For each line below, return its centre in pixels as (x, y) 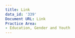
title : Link (17, 10)
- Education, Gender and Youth (38, 28)
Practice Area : (21, 23)
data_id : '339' (21, 14)
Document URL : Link (25, 19)
